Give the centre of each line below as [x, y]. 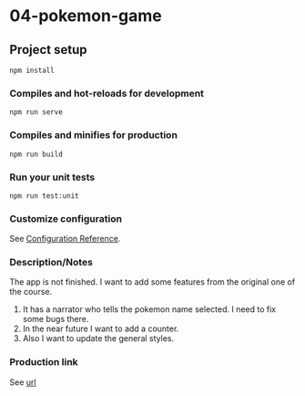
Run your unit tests [52, 177]
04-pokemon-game [86, 16]
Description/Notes [51, 263]
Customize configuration [66, 218]
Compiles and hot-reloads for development [107, 93]
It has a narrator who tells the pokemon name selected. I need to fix [149, 309]
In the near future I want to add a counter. [101, 328]
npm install [32, 70]
